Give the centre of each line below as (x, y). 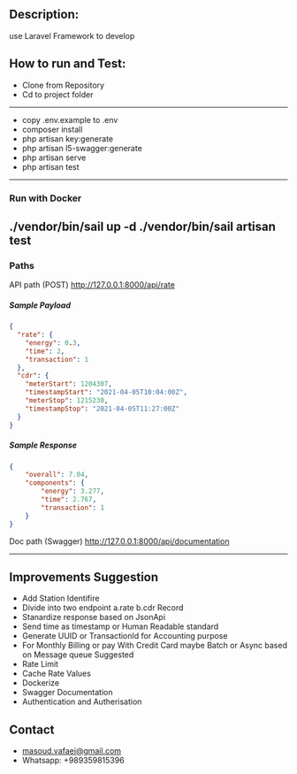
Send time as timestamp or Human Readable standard (120, 626)
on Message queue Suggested (78, 655)
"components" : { (55, 483)
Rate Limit (40, 664)
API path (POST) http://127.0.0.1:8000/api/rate (92, 285)
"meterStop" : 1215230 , (67, 401)
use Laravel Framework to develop (72, 35)
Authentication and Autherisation (82, 701)
